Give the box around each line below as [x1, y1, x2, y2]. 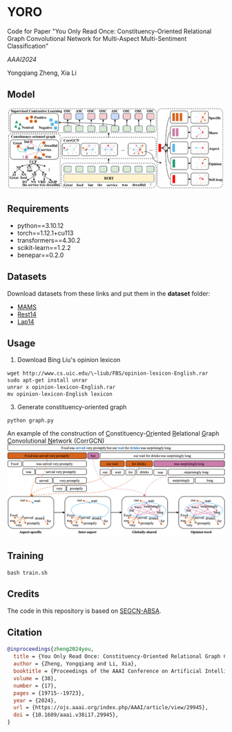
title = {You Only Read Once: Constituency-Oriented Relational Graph [13, 653, 221, 660]
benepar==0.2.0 [17, 251, 64, 259]
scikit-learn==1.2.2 [17, 243, 71, 251]
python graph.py [7, 417, 54, 425]
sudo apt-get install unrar [7, 377, 88, 384]
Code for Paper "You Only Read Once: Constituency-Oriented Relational [7, 27, 212, 35]
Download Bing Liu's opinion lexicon [17, 356, 121, 364]
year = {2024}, [13, 697, 57, 704]
